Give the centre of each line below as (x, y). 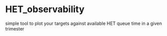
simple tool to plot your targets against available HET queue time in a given (83, 23)
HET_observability (45, 9)
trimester (15, 28)
